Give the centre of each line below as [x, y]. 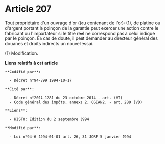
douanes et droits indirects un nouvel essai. [49, 43]
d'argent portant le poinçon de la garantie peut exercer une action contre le [82, 28]
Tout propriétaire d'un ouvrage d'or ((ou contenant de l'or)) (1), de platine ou [83, 23]
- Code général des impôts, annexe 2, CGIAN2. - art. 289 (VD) [76, 102]
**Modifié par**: [23, 128]
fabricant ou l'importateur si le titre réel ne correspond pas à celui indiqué [80, 33]
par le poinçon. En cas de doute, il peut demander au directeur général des [82, 38]
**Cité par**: [20, 89]
